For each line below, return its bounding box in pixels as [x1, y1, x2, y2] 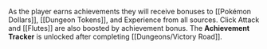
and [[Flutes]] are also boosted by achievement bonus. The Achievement [8, 24, 249, 32]
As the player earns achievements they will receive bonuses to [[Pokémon [8, 7, 252, 16]
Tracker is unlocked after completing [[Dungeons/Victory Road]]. [8, 32, 223, 41]
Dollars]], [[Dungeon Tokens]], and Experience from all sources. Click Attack [8, 15, 260, 24]
